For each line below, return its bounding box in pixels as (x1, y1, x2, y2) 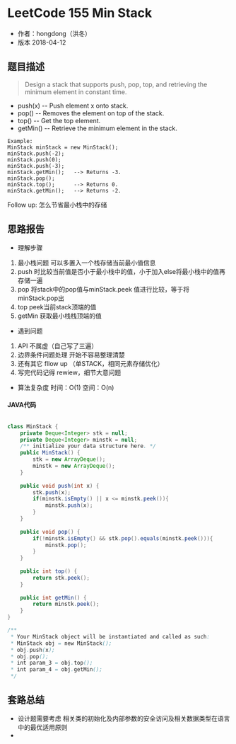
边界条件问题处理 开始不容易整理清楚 (17, 350, 125, 359)
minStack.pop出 (17, 294, 65, 302)
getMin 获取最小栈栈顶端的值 (17, 311, 102, 320)
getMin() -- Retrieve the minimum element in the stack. (17, 124, 178, 132)
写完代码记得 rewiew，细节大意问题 (17, 368, 122, 377)
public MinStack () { (20, 450, 81, 457)
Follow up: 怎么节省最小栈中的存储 (7, 200, 107, 209)
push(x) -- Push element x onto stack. (17, 101, 129, 110)
